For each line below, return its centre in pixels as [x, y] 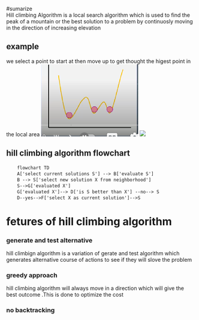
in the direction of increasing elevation [53, 28]
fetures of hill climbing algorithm [89, 221]
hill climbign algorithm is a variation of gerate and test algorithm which [93, 253]
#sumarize [19, 9]
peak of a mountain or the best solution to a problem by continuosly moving [99, 21]
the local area [23, 134]
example [23, 47]
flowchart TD [33, 168]
